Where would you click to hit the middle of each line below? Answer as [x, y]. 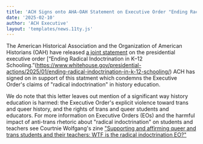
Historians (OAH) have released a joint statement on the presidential [91, 53]
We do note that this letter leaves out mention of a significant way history [97, 96]
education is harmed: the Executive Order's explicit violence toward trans [98, 103]
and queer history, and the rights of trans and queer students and [88, 109]
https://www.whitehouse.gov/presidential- [89, 65]
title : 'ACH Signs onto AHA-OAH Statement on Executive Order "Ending [97, 12]
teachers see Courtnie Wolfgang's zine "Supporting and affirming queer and [101, 128]
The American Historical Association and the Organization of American [94, 46]
